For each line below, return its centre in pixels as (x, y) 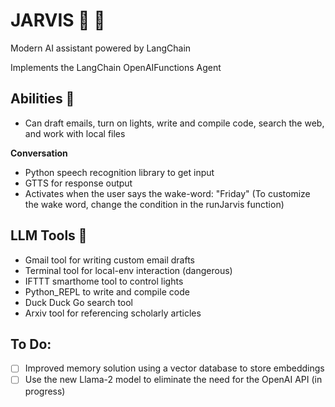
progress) (45, 391)
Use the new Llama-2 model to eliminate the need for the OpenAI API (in (173, 380)
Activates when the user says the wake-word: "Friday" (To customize (167, 193)
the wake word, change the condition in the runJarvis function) (154, 204)
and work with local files (75, 133)
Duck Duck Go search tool (79, 302)
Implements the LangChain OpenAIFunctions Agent (116, 67)
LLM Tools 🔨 (49, 235)
